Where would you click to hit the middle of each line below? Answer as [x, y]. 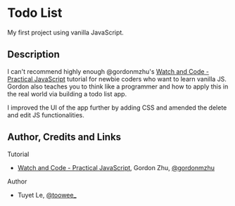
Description [33, 54]
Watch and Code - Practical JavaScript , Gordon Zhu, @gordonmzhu [116, 167]
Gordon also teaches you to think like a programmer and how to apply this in [118, 86]
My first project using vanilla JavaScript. [66, 32]
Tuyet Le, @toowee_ [47, 195]
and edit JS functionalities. [46, 115]
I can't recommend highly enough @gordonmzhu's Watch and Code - [108, 71]
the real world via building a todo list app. [67, 94]
